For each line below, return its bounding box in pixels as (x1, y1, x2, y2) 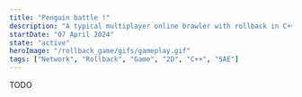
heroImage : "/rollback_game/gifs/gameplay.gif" (9, 47, 191, 56)
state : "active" (9, 38, 70, 48)
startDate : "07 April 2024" (9, 30, 115, 39)
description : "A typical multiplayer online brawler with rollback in (9, 22, 280, 31)
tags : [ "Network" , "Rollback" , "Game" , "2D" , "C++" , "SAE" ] (9, 55, 240, 64)
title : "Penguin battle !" (9, 13, 111, 22)
